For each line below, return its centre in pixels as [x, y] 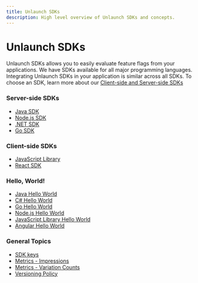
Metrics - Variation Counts [47, 267]
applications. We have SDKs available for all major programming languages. [99, 70]
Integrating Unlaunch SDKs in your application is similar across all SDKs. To [99, 76]
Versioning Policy [36, 273]
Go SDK [25, 130]
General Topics [29, 242]
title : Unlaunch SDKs [33, 12]
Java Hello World [36, 194]
